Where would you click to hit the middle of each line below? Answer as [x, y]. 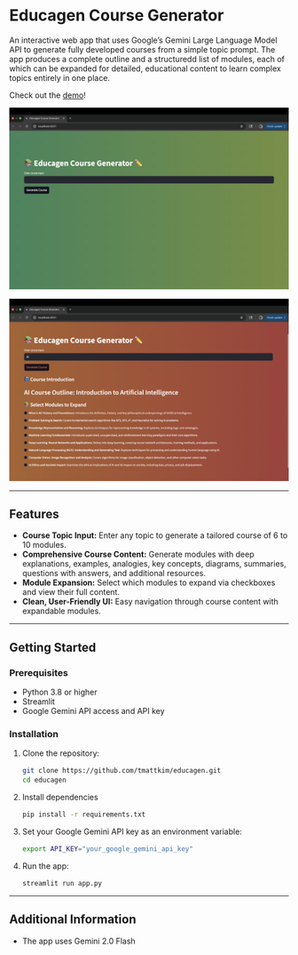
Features [34, 514]
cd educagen [44, 780]
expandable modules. [62, 611]
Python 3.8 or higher [59, 692]
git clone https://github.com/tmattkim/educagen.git [122, 771]
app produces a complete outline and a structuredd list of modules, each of [147, 59]
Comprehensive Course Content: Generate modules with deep [138, 554]
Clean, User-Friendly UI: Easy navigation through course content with [150, 602]
